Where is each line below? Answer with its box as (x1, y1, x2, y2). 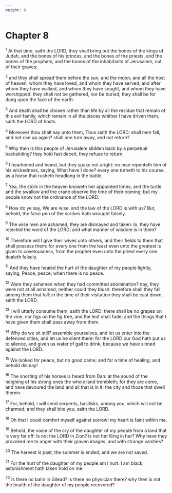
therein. (5, 390, 22, 396)
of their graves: (5, 64, 37, 70)
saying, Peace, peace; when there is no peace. (5, 270, 104, 276)
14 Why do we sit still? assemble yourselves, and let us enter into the (5, 329, 150, 336)
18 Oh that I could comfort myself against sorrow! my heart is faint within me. (5, 415, 167, 423)
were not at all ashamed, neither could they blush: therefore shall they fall (5, 286, 161, 293)
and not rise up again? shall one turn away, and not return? (5, 135, 130, 141)
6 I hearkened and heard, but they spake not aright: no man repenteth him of (5, 160, 167, 167)
